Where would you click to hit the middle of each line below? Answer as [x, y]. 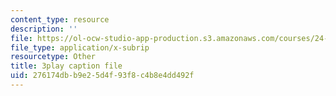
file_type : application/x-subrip [80, 47]
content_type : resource [60, 19]
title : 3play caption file [66, 66]
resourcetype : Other [53, 57]
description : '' [44, 29]
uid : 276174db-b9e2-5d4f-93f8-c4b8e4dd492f [102, 76]
